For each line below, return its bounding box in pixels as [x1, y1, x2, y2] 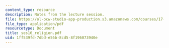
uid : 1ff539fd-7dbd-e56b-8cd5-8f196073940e [5, 35, 98, 40]
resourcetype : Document [5, 26, 55, 31]
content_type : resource [5, 7, 55, 12]
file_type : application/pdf [5, 21, 64, 26]
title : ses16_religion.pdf [5, 30, 62, 35]
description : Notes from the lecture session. [5, 12, 105, 17]
